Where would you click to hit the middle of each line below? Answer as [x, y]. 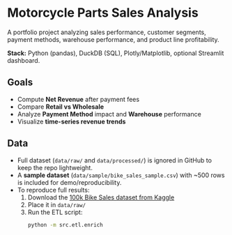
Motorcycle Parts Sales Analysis [103, 13]
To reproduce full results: [53, 190]
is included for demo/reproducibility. [69, 182]
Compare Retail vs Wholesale [61, 107]
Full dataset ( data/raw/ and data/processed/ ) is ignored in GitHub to [115, 160]
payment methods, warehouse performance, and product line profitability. [113, 39]
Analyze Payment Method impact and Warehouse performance [109, 114]
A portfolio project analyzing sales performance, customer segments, [107, 32]
